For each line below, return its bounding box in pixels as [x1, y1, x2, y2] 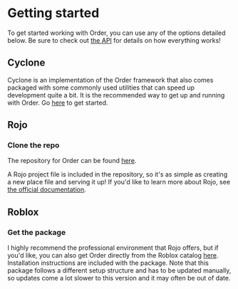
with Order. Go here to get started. [7, 98, 108, 107]
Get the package [7, 227, 66, 237]
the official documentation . [7, 185, 87, 194]
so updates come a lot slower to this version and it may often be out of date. [7, 274, 231, 283]
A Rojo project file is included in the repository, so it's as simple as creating [7, 170, 228, 179]
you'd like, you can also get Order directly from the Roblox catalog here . [7, 251, 219, 260]
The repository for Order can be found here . [7, 157, 137, 165]
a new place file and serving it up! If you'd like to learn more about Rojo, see [7, 178, 230, 186]
